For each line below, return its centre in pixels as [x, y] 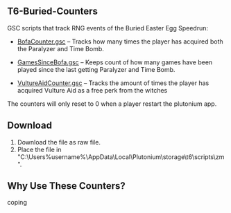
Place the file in [39, 149]
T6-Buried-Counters [53, 11]
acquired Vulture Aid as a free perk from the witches [92, 90]
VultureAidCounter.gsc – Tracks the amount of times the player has [113, 83]
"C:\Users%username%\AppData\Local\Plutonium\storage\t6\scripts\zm [121, 157]
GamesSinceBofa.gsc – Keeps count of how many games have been [115, 62]
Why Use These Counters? [67, 186]
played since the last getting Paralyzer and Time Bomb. [96, 69]
